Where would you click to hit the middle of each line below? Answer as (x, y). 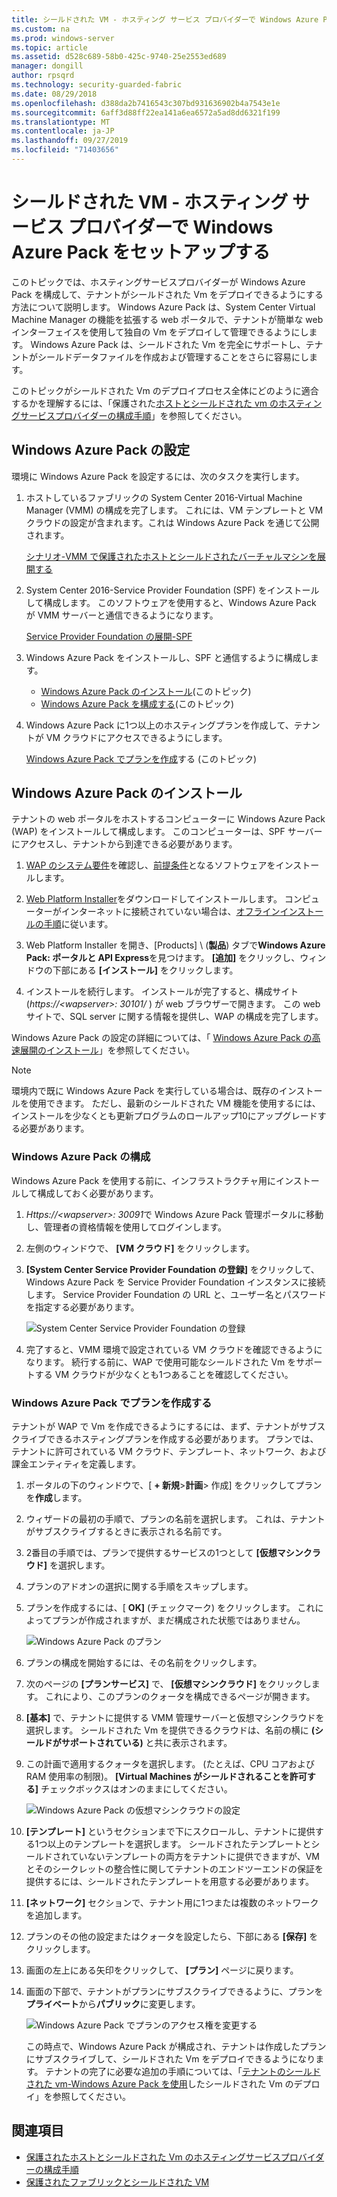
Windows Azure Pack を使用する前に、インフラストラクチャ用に (143, 1180)
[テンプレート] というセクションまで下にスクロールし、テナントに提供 (170, 1832)
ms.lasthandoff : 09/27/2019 (70, 141)
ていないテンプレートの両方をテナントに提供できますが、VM (194, 1857)
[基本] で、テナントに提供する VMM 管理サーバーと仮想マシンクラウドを (175, 1718)
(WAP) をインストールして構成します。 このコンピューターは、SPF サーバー (167, 832)
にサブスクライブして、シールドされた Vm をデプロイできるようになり (170, 2059)
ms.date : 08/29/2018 (54, 94)
